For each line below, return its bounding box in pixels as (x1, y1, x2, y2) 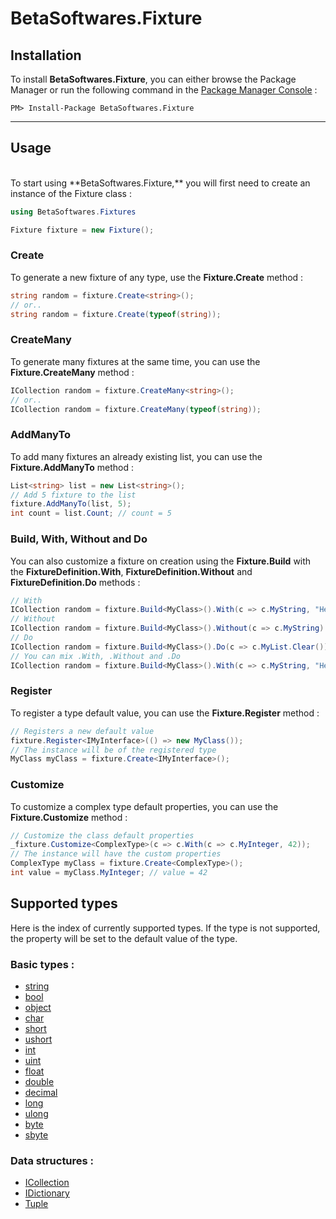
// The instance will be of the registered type (10, 745, 217, 755)
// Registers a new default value (10, 726, 155, 736)
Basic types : (10, 957, 75, 971)
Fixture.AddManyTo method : (10, 461, 134, 473)
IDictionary (24, 1187, 70, 1199)
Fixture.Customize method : (10, 811, 128, 823)
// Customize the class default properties (10, 830, 195, 841)
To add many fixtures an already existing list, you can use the (10, 450, 263, 462)
